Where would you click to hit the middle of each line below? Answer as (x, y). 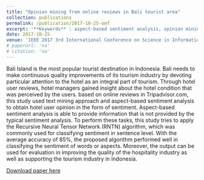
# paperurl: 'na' (28, 46)
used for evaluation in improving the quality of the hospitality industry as (97, 152)
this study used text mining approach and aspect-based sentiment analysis (100, 101)
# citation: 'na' (28, 52)
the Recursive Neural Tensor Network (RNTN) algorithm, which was (91, 126)
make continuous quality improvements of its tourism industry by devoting (99, 75)
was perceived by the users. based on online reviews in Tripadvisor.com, (97, 94)
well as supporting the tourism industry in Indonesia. (72, 159)
